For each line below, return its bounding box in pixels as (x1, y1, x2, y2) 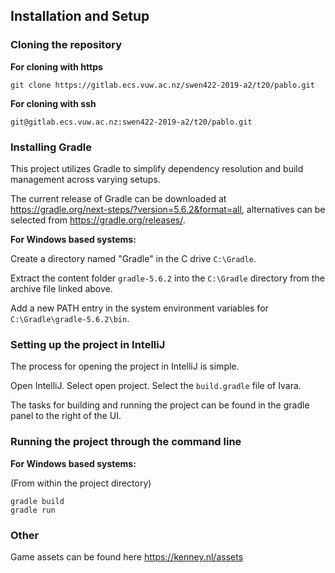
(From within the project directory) (10, 477, 152, 489)
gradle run (10, 505, 56, 515)
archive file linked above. (10, 282, 113, 294)
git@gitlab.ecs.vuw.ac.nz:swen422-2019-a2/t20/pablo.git (10, 117, 253, 127)
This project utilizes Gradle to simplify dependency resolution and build (10, 162, 304, 174)
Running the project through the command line (10, 435, 242, 449)
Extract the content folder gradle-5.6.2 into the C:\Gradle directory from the (10, 272, 325, 284)
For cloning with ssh (10, 97, 97, 109)
